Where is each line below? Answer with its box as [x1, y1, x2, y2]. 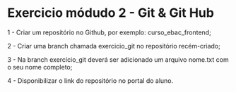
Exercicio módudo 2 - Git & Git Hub [7, 5, 214, 21]
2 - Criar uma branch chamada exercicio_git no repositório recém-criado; [7, 41, 220, 50]
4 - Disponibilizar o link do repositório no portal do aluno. [7, 76, 174, 85]
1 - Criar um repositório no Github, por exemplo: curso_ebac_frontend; [7, 28, 212, 37]
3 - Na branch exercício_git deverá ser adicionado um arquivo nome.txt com [7, 55, 229, 64]
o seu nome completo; [7, 63, 73, 71]
